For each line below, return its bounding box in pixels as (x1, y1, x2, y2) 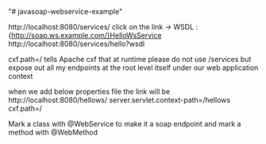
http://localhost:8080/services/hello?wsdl (8, 39, 145, 49)
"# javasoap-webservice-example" (8, 7, 123, 16)
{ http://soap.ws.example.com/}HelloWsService (8, 31, 162, 40)
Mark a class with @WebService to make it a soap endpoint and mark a (8, 119, 241, 128)
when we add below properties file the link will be (8, 87, 171, 96)
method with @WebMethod (8, 127, 98, 137)
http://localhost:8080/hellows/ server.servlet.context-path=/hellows (8, 95, 231, 104)
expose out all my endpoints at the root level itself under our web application (8, 63, 259, 72)
